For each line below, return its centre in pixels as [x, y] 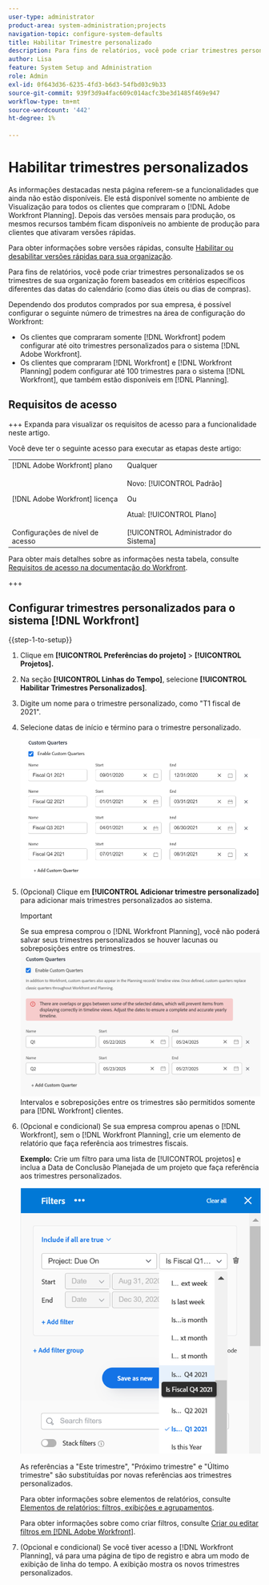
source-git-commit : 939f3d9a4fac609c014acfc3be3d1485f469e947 [114, 93]
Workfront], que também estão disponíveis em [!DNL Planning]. [124, 379]
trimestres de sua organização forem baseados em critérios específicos [127, 280]
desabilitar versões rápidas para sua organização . [91, 256]
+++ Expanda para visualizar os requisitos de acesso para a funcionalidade [132, 424]
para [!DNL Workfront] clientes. [72, 1110]
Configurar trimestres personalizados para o [122, 608]
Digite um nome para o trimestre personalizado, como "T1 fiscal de [130, 704]
